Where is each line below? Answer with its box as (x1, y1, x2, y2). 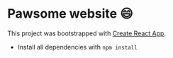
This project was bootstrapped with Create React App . (7, 29, 167, 37)
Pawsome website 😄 (7, 6, 133, 22)
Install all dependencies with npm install (17, 42, 138, 51)
